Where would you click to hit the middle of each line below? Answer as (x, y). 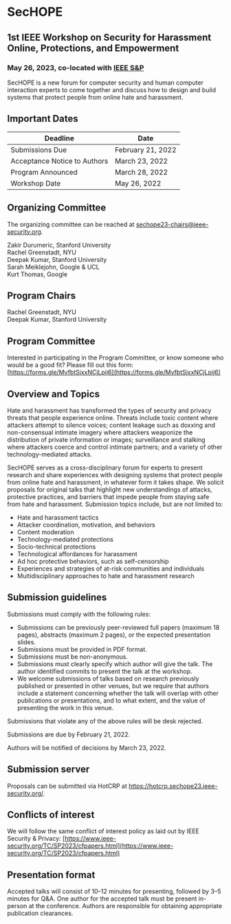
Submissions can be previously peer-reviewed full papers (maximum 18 (118, 627)
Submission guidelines (57, 598)
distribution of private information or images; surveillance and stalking (106, 439)
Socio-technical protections (56, 547)
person (17, 906)
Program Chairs (42, 295)
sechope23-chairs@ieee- (172, 224)
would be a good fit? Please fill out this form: (70, 365)
